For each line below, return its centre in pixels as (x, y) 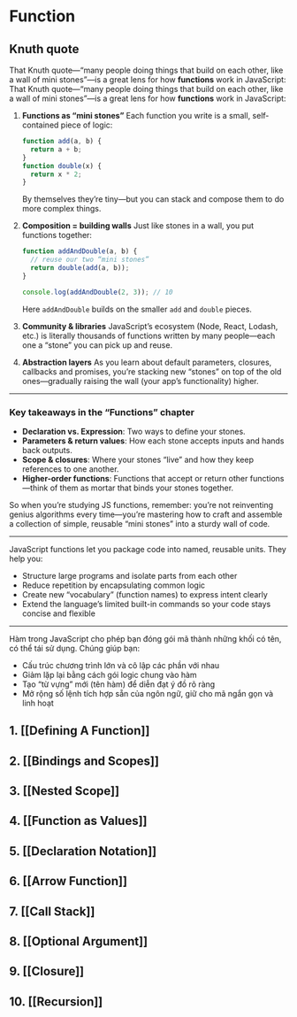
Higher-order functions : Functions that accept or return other (135, 478)
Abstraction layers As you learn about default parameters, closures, (147, 362)
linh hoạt (38, 703)
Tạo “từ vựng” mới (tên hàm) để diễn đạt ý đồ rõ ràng (118, 684)
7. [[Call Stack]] (52, 911)
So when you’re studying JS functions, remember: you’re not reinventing (141, 505)
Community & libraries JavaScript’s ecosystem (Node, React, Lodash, (150, 326)
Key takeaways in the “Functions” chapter (102, 412)
